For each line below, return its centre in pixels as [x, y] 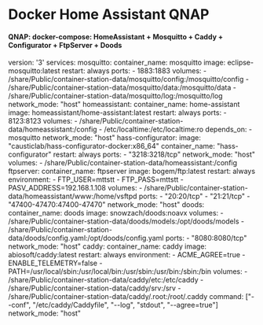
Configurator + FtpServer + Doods [65, 45]
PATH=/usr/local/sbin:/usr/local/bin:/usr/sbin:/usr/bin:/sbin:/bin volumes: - [128, 271]
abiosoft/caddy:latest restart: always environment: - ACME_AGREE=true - [127, 255]
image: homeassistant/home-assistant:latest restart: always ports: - [117, 113]
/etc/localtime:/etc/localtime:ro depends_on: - [178, 129]
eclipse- [240, 63]
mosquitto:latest [34, 71]
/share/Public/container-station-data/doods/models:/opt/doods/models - [126, 221]
